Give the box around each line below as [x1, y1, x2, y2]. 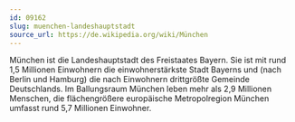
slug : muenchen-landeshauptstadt [9, 22, 136, 31]
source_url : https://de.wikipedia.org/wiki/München [9, 30, 208, 39]
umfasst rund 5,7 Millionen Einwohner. [9, 103, 152, 114]
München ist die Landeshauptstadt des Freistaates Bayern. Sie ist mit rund [9, 55, 287, 66]
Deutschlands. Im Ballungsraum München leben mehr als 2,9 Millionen [9, 83, 272, 95]
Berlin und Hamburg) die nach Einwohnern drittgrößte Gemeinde [9, 74, 251, 85]
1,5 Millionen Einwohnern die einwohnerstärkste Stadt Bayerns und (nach [9, 64, 282, 75]
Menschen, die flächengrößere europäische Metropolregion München [9, 93, 270, 104]
